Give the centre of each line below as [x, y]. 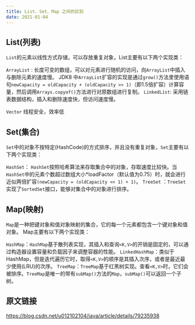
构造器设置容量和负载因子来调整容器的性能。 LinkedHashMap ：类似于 [93, 251]
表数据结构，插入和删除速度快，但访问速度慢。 [62, 99]
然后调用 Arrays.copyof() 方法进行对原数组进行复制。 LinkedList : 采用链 [102, 92]
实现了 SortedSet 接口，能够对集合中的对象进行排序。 [69, 189]
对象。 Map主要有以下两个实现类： [48, 232]
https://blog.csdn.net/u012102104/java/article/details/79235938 [83, 316]
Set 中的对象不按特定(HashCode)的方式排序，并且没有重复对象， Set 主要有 [95, 147]
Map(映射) [25, 209]
